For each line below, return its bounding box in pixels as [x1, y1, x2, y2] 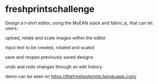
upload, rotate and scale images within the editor [5, 35, 106, 41]
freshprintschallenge [5, 3, 95, 15]
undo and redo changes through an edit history [5, 64, 102, 70]
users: [5, 25, 18, 31]
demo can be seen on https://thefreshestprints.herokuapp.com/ [5, 73, 136, 79]
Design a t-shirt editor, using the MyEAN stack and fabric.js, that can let [5, 20, 153, 26]
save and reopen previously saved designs [5, 54, 93, 60]
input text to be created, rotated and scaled [5, 44, 94, 50]
